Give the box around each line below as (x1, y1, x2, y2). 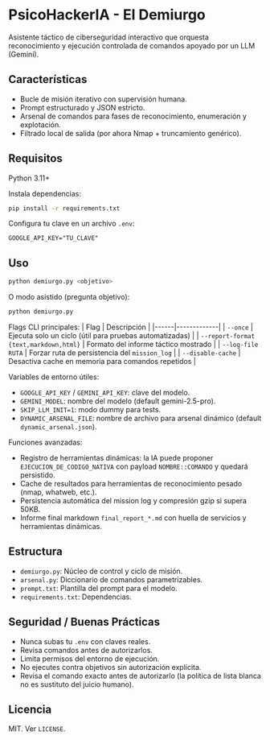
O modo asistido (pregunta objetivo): (8, 292, 130, 302)
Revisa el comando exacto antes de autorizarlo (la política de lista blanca (19, 671, 261, 680)
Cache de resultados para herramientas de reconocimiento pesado (19, 479, 243, 488)
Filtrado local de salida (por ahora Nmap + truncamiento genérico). (19, 128, 242, 138)
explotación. (19, 119, 62, 130)
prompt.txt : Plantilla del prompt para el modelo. (19, 583, 178, 593)
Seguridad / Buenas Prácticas (8, 615, 161, 629)
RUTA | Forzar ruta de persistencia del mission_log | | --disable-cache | (8, 348, 241, 358)
